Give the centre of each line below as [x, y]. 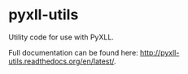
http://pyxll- [160, 52]
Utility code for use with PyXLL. [61, 37]
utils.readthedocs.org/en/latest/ [61, 61]
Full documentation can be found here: [73, 52]
